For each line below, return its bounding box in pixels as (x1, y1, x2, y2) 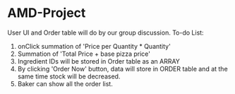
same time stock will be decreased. (17, 72, 121, 81)
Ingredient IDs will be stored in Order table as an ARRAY (17, 57, 180, 65)
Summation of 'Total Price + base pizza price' (17, 49, 150, 58)
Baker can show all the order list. (17, 79, 113, 88)
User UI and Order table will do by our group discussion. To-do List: (7, 28, 204, 37)
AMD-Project (7, 5, 86, 21)
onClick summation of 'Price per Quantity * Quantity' (17, 42, 171, 50)
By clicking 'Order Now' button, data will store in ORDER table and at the (17, 64, 228, 73)
